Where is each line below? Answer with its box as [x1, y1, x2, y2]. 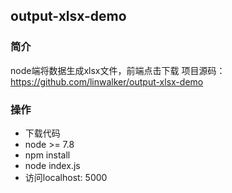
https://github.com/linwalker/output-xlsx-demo [10, 75, 204, 88]
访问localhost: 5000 [24, 171, 108, 183]
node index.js [24, 159, 81, 171]
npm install [24, 149, 71, 161]
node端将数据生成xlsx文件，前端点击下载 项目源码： [10, 64, 226, 76]
